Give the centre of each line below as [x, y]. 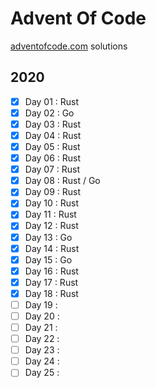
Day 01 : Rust [52, 101]
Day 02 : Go [49, 113]
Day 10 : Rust [52, 203]
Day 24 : [42, 361]
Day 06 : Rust [53, 158]
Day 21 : [41, 327]
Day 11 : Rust [50, 214]
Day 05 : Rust [52, 146]
